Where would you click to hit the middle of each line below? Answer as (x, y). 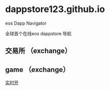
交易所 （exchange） (38, 51)
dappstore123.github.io (55, 9)
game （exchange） (37, 70)
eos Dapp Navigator (26, 23)
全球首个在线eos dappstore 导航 (38, 33)
